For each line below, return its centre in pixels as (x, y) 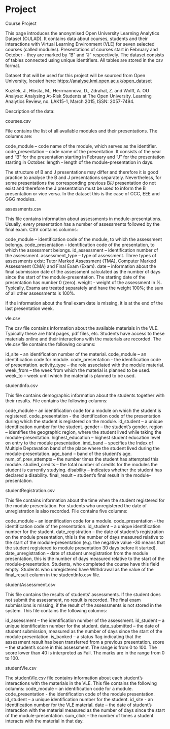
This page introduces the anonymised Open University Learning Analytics (82, 33)
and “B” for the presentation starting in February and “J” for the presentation (85, 157)
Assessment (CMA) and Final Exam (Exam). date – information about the (81, 266)
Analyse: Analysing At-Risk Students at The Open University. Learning (78, 96)
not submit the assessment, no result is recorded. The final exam (73, 600)
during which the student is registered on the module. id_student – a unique (84, 421)
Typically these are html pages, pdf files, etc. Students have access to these (85, 333)
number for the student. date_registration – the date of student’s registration (84, 532)
